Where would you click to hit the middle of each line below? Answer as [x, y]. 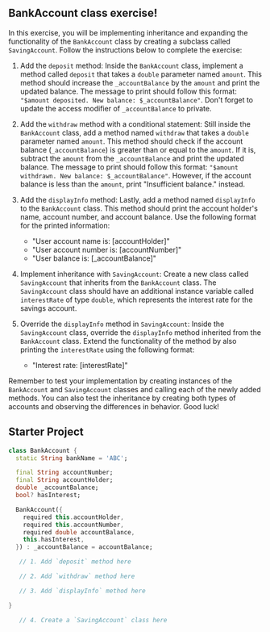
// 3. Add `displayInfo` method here [83, 591]
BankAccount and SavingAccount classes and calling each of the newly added [135, 389]
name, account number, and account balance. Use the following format [138, 216]
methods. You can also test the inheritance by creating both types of [122, 398]
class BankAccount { [43, 450]
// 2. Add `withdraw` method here [77, 576]
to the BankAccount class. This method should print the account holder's [139, 208]
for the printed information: [65, 225]
